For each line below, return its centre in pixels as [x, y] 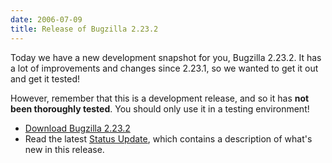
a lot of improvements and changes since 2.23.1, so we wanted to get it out [164, 68]
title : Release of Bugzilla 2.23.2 [84, 29]
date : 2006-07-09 [46, 19]
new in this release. [64, 149]
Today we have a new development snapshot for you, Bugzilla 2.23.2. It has [166, 57]
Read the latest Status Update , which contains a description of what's [168, 138]
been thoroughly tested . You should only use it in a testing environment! [160, 108]
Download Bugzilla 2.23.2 [77, 128]
